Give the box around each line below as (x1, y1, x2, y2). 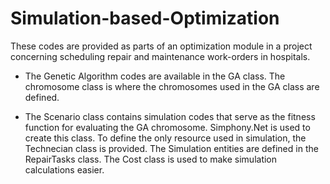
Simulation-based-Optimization (10, 7, 280, 30)
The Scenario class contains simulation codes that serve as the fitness (24, 110, 316, 122)
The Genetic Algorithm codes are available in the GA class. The (24, 70, 286, 82)
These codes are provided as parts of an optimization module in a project (10, 40, 313, 52)
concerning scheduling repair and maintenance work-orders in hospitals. (10, 50, 311, 62)
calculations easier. (24, 163, 105, 176)
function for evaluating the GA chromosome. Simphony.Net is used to (24, 121, 311, 133)
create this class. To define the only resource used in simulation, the (24, 132, 307, 144)
